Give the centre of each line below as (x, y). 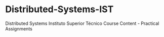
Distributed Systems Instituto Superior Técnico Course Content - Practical (82, 23)
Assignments (19, 28)
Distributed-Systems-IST (59, 9)
